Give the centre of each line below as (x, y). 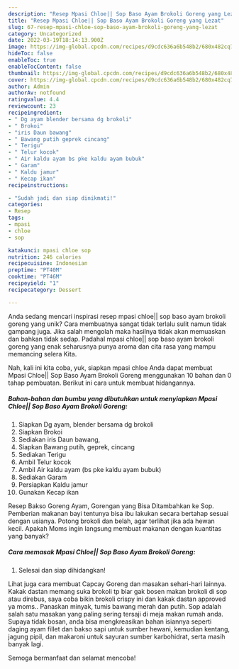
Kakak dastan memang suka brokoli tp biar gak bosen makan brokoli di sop (118, 591)
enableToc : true (32, 60)
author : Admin (29, 86)
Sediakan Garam (43, 477)
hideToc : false (30, 54)
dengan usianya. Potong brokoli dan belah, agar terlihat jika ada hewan (111, 521)
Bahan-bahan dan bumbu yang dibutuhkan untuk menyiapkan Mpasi (113, 399)
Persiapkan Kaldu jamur (53, 484)
